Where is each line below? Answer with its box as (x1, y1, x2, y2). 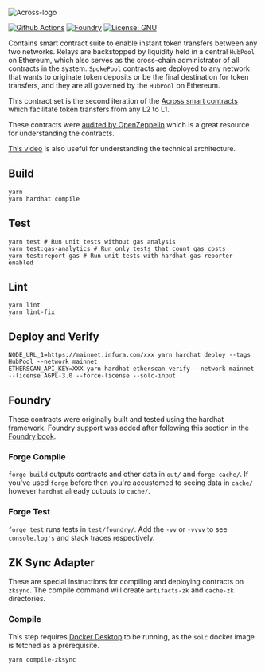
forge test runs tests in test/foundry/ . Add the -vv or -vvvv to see (8, 524, 228, 533)
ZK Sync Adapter (8, 556, 95, 569)
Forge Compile (8, 451, 66, 462)
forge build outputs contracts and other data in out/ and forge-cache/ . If (8, 470, 249, 479)
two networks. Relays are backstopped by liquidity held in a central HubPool (8, 47, 255, 56)
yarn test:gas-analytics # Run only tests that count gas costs (8, 244, 226, 252)
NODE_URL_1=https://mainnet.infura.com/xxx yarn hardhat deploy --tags (8, 351, 251, 359)
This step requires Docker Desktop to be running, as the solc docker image (8, 631, 255, 641)
